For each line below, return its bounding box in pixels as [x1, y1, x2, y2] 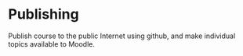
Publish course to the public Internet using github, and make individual [8, 31, 236, 40]
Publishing [8, 5, 80, 23]
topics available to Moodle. [8, 39, 96, 48]
